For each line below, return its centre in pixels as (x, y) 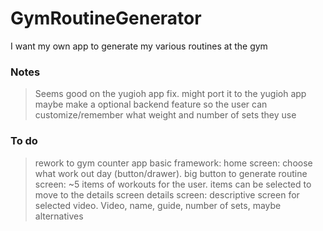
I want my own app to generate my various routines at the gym (139, 46)
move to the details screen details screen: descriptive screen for (167, 194)
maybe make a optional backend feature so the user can (151, 104)
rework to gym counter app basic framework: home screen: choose (173, 163)
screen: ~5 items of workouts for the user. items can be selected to (173, 184)
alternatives (59, 216)
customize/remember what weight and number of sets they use (165, 115)
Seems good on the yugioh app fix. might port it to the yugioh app (170, 94)
